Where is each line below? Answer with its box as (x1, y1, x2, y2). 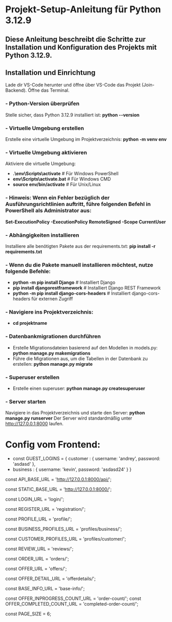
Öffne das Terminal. (28, 87, 70, 93)
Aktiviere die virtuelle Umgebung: (5, 160, 76, 167)
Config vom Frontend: (5, 439, 101, 450)
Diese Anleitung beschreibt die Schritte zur (5, 35, 146, 44)
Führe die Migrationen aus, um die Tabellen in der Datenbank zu (12, 355, 148, 362)
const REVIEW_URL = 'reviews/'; (5, 546, 74, 552)
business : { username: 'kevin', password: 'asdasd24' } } (12, 466, 132, 472)
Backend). (5, 87, 27, 93)
